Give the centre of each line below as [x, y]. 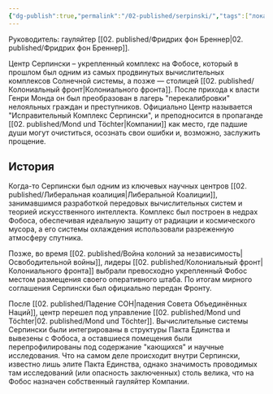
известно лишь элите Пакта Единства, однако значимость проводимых [133, 364]
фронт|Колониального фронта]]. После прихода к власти [160, 89]
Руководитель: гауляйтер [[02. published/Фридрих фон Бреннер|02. [126, 39]
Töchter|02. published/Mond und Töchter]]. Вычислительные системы [128, 321]
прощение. [27, 141]
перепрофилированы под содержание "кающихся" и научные [117, 347]
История [31, 167]
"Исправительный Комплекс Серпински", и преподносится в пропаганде [136, 115]
